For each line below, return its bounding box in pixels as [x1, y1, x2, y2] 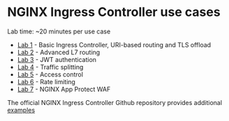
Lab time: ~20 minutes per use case [7, 27, 111, 35]
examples [7, 106, 36, 114]
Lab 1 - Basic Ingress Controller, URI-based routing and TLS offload [17, 40, 212, 49]
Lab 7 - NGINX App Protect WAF [17, 85, 111, 93]
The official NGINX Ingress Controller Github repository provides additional [7, 98, 222, 106]
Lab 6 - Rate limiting [17, 77, 75, 86]
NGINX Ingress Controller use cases [7, 4, 221, 20]
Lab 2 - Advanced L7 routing [17, 48, 101, 56]
